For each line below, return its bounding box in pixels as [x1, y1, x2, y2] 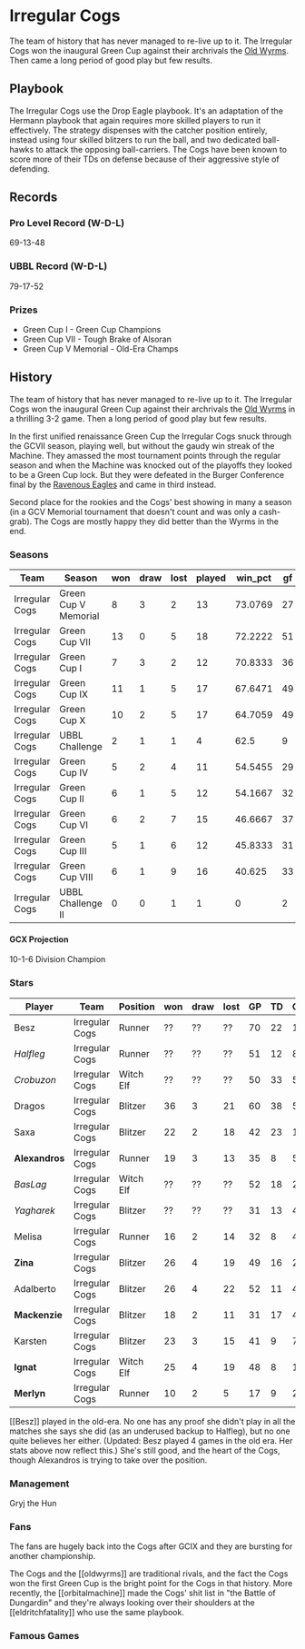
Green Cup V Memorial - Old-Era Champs [22, 343, 179, 354]
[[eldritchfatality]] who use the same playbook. [9, 1607, 184, 1618]
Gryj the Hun [9, 1497, 57, 1508]
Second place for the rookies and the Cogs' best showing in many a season [9, 496, 292, 507]
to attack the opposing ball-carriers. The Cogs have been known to [35, 144, 288, 154]
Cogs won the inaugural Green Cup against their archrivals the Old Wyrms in [9, 403, 296, 414]
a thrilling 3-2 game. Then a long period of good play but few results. [9, 412, 268, 423]
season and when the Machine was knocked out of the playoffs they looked [9, 460, 292, 471]
